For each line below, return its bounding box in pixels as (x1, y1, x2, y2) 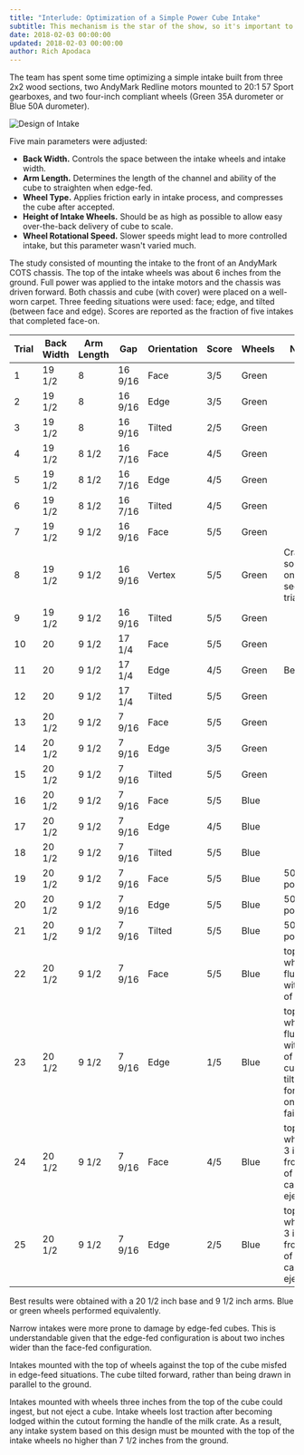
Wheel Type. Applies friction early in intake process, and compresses (22, 192, 283, 203)
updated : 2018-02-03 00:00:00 (9, 38, 124, 48)
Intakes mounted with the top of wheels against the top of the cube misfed (9, 1360, 288, 1371)
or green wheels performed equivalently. (9, 1305, 161, 1316)
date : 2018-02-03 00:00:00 (9, 30, 111, 39)
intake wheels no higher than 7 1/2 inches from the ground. (9, 1435, 229, 1446)
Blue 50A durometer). (9, 101, 90, 112)
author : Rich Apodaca (9, 47, 91, 56)
